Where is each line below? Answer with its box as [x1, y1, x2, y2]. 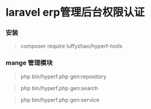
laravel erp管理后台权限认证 [5, 5, 145, 19]
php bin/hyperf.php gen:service [20, 96, 100, 103]
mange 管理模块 [5, 58, 53, 67]
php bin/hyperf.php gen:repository [20, 73, 107, 80]
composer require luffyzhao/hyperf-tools [20, 43, 123, 50]
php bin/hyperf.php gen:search [20, 84, 98, 92]
